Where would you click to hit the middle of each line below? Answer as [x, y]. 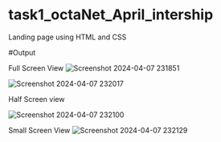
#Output [22, 52]
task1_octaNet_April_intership [111, 15]
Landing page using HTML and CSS [68, 37]
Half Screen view [37, 99]
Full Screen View [36, 68]
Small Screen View [39, 130]
